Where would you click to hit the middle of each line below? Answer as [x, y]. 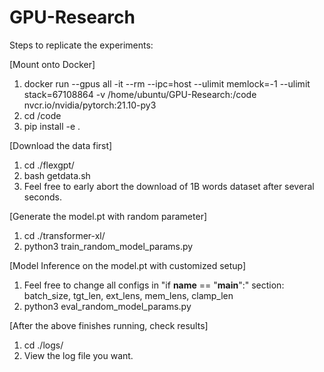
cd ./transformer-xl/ [64, 235]
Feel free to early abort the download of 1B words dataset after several [169, 186]
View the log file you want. [78, 355]
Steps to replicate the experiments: [81, 45]
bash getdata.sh [57, 175]
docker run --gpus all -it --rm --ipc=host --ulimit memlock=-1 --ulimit [167, 83]
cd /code [42, 115]
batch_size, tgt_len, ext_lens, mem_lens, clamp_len [128, 295]
